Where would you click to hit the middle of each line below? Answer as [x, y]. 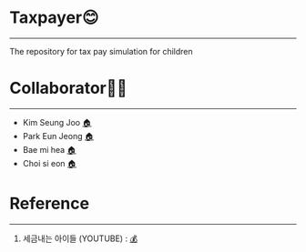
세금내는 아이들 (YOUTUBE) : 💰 [80, 238]
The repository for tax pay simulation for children [101, 51]
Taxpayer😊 [54, 18]
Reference [49, 204]
